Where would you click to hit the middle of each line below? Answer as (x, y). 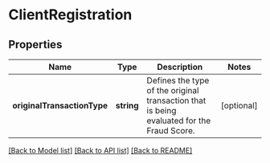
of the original (173, 90)
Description (180, 67)
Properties (35, 45)
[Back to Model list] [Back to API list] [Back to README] (100, 151)
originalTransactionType (60, 106)
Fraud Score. (171, 130)
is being (162, 110)
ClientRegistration (70, 15)
